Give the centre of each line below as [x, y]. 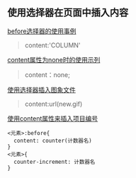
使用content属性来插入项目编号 [53, 118]
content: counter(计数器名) [53, 141]
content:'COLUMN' [52, 45]
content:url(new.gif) [53, 104]
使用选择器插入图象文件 [41, 90]
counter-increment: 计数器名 [55, 162]
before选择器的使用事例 [42, 31]
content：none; [47, 75]
